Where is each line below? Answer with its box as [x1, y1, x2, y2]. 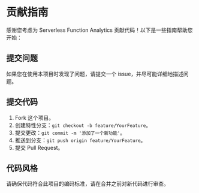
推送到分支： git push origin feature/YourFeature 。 [14, 136, 146, 144]
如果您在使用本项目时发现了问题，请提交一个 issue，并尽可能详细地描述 [6, 70, 184, 77]
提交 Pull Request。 [14, 144, 64, 151]
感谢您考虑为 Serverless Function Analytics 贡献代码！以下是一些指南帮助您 [6, 26, 193, 34]
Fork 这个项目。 [14, 114, 55, 121]
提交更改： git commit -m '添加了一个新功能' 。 [14, 129, 126, 136]
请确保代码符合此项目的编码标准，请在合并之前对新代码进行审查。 [6, 180, 169, 188]
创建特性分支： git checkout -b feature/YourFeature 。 [14, 121, 152, 129]
